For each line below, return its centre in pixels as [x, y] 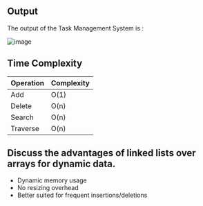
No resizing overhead [48, 188]
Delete [21, 105]
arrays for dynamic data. [61, 164]
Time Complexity [45, 63]
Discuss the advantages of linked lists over [101, 153]
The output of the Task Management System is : [75, 28]
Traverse [25, 128]
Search [22, 117]
